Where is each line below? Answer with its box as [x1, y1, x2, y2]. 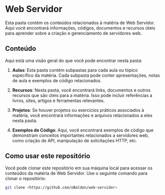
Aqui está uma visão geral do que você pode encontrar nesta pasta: [5, 58, 142, 64]
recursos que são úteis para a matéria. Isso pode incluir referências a [12, 92, 153, 98]
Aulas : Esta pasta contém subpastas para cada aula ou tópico [12, 67, 138, 73]
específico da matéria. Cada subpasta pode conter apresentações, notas [12, 72, 160, 78]
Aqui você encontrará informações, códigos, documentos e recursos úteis [5, 25, 156, 31]
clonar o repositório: [5, 175, 46, 181]
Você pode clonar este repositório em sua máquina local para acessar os [5, 165, 153, 171]
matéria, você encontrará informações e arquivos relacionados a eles [12, 112, 153, 118]
